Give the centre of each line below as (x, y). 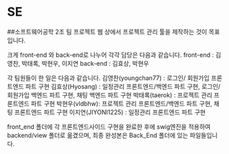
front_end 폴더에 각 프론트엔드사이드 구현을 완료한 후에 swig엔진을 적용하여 (109, 127)
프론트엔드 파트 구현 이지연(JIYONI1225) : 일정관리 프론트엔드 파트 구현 (110, 112)
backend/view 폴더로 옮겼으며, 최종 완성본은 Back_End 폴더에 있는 (98, 135)
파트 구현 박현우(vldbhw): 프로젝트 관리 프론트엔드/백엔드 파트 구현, (121, 103)
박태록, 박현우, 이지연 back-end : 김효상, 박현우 (85, 63)
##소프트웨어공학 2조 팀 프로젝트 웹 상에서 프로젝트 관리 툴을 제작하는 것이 (107, 31)
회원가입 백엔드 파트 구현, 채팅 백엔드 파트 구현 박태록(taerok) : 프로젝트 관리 (110, 95)
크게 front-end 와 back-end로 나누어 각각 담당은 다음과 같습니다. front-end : (111, 55)
